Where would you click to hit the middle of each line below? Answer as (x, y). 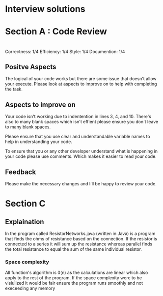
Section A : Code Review (56, 32)
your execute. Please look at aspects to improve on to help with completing (81, 84)
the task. (14, 89)
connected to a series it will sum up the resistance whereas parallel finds (79, 244)
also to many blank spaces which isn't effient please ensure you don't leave (82, 122)
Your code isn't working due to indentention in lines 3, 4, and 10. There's (78, 117)
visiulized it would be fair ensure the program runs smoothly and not (74, 283)
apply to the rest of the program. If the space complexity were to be (74, 278)
